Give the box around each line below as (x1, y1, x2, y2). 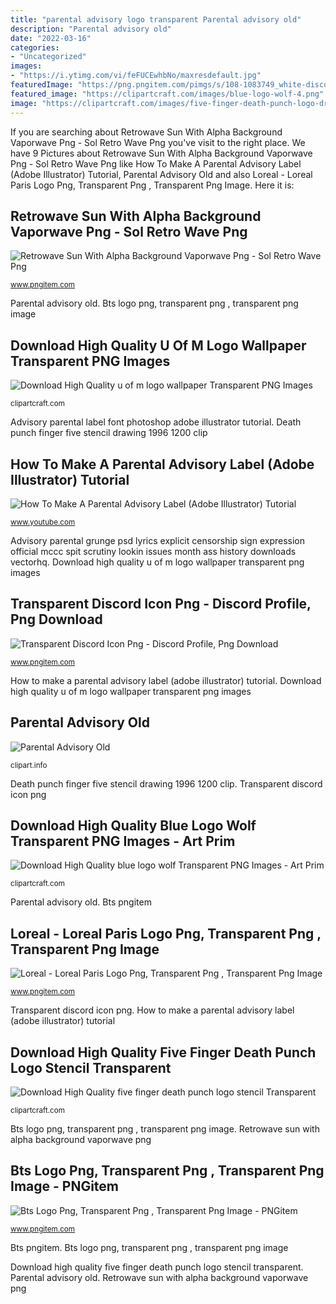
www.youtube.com (10, 517, 76, 527)
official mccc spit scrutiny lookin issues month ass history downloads (10, 545, 297, 557)
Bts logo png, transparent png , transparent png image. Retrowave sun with (10, 1123, 320, 1135)
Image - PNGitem (10, 1178, 120, 1195)
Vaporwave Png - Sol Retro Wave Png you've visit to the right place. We (10, 136, 306, 148)
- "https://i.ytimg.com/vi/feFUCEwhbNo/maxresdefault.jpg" (10, 71, 262, 81)
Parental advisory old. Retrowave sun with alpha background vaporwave (10, 1271, 309, 1283)
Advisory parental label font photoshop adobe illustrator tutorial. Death (10, 416, 302, 428)
